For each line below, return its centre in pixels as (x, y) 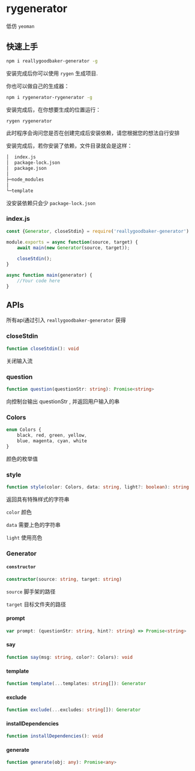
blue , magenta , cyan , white (52, 441)
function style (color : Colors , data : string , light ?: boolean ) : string (97, 487)
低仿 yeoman (20, 26)
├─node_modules (25, 179)
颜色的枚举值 (22, 458)
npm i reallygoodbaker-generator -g (52, 61)
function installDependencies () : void (55, 736)
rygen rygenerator (29, 121)
